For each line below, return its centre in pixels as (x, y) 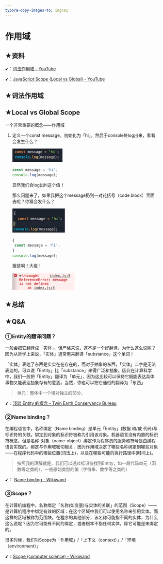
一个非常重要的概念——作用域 (35, 125)
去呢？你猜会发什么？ (33, 201)
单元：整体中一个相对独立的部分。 (51, 393)
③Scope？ (19, 493)
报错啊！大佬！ (27, 266)
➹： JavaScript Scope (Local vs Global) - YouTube (55, 79)
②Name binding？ (28, 417)
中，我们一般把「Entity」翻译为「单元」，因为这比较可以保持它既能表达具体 (80, 376)
